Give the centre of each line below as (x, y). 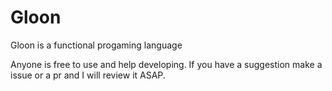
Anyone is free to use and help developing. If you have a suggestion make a (166, 64)
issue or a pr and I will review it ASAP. (88, 75)
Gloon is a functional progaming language (96, 45)
